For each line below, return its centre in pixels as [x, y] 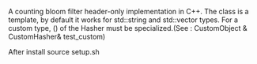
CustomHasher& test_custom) [57, 36]
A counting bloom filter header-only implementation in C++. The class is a [128, 11]
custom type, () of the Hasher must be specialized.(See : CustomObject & [128, 28]
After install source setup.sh [54, 52]
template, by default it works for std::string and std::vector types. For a [123, 20]
